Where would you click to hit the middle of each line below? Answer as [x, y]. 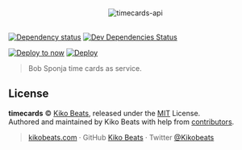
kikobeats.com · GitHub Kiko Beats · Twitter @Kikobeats [121, 137]
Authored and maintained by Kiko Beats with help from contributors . [121, 122]
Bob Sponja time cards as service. [85, 68]
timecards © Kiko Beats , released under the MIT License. [104, 113]
